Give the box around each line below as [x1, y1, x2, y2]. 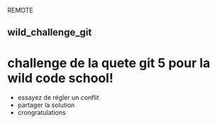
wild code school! [7, 70, 113, 86]
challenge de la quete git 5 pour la [7, 55, 211, 71]
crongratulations [17, 108, 66, 117]
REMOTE [7, 6, 33, 14]
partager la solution [17, 101, 75, 109]
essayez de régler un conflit [17, 94, 99, 102]
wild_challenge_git [7, 26, 92, 38]
